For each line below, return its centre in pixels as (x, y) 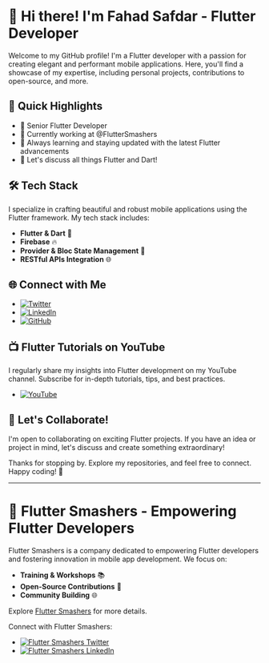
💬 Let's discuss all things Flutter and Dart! (88, 159)
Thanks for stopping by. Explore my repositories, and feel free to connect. (130, 463)
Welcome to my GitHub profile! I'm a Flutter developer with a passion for (127, 55)
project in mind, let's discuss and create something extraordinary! (117, 447)
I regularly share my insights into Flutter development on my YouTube (122, 371)
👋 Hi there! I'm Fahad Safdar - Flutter (132, 16)
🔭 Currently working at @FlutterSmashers (88, 134)
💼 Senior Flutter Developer (64, 125)
